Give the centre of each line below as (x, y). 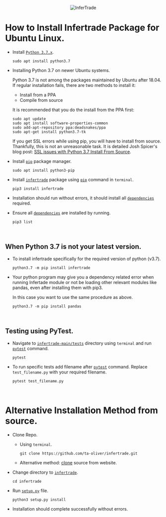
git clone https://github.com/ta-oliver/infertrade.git (79, 453)
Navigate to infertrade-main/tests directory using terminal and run (82, 343)
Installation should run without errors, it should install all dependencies (83, 198)
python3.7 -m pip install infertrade (51, 268)
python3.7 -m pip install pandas (47, 306)
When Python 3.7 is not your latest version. (73, 247)
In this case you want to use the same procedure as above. (72, 297)
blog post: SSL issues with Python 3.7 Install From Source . (72, 151)
